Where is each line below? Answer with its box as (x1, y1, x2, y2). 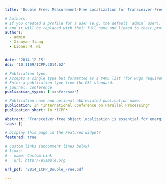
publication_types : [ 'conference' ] (5, 90, 79, 94)
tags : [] (5, 121, 23, 126)
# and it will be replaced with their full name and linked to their (5, 25, 153, 30)
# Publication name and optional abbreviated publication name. (5, 98, 141, 103)
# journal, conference (5, 85, 52, 90)
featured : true (5, 135, 37, 140)
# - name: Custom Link (5, 153, 52, 158)
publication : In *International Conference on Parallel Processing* (5, 103, 150, 108)
